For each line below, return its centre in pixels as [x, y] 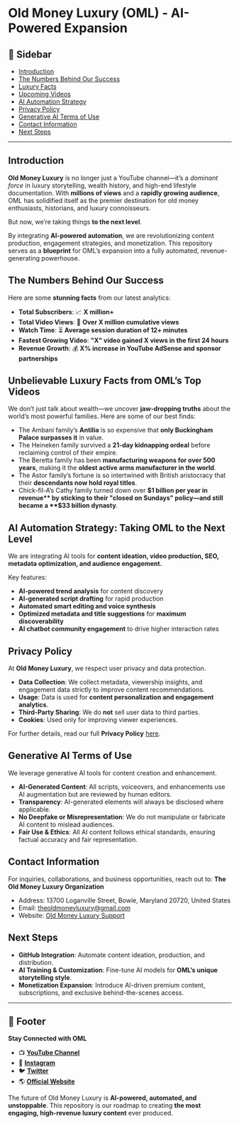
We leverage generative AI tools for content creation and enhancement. [112, 773]
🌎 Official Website [46, 1081]
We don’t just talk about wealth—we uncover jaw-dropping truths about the [119, 409]
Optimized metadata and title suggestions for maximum [102, 614]
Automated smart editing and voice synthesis [87, 606]
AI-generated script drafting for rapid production [91, 599]
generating [24, 258]
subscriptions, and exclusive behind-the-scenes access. [101, 993]
